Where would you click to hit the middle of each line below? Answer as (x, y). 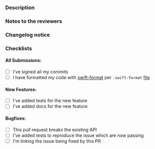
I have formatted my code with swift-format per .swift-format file (81, 77)
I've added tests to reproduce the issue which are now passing (78, 135)
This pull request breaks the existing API (55, 129)
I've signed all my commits (40, 71)
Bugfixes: (16, 118)
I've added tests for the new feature (50, 101)
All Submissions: (23, 60)
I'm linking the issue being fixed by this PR (57, 141)
